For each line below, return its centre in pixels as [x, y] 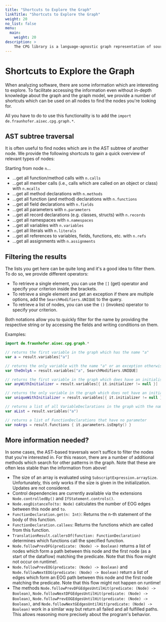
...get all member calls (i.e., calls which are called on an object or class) [85, 183]
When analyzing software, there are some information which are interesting [82, 85]
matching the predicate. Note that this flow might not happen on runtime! [86, 583]
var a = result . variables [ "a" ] [37, 357]
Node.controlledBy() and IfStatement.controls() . [63, 499]
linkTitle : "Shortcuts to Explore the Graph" [53, 14]
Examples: [16, 335]
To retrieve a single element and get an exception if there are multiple [83, 294]
